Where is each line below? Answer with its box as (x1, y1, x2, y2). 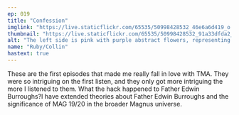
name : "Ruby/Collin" (7, 43, 69, 50)
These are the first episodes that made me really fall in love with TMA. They (7, 69, 229, 78)
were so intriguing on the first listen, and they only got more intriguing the (7, 77, 223, 85)
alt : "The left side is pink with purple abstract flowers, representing (7, 37, 231, 44)
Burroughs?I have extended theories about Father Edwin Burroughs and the (7, 92, 229, 100)
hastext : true (7, 50, 50, 57)
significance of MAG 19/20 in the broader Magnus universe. (7, 99, 183, 108)
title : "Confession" (7, 17, 69, 24)
